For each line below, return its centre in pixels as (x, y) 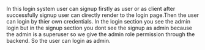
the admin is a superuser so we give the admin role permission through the (101, 34)
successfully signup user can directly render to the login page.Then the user (103, 15)
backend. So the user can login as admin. (58, 41)
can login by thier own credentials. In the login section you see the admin (99, 21)
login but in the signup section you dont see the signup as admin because (99, 28)
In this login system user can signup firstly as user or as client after (91, 9)
